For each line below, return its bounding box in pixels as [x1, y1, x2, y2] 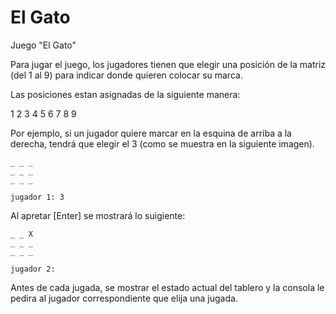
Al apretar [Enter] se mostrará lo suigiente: [10, 209, 186, 221]
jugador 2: [10, 264, 56, 274]
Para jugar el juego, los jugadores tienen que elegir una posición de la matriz [10, 58, 326, 70]
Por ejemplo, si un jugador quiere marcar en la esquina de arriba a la [10, 127, 292, 139]
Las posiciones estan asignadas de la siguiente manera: [10, 88, 241, 100]
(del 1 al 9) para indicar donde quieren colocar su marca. [10, 69, 243, 81]
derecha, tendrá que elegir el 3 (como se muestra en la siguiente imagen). [10, 137, 315, 150]
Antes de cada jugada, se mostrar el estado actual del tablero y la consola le [10, 281, 325, 293]
